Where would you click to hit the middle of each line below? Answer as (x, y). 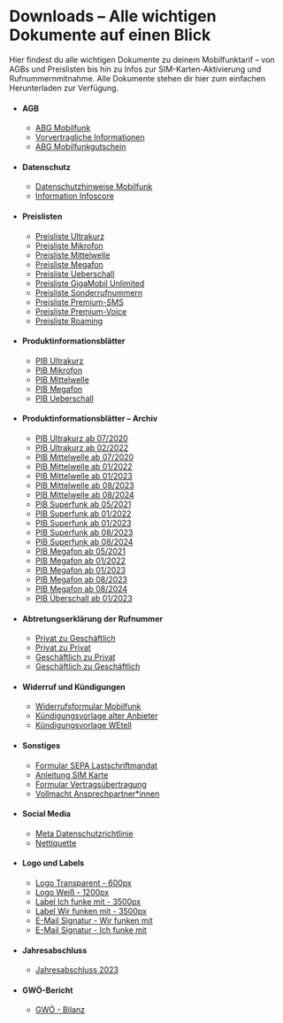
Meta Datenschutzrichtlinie (84, 833)
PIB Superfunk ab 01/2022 (83, 513)
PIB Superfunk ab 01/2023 (83, 523)
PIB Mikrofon (58, 370)
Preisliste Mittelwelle (73, 255)
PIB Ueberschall (65, 398)
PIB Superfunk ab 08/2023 (84, 532)
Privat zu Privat (63, 647)
